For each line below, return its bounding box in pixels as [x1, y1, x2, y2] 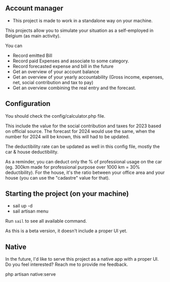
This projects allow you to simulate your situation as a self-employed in [5, 27, 154, 33]
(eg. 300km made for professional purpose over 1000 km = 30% [5, 164, 141, 170]
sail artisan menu [12, 208, 49, 215]
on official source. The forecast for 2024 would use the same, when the [5, 128, 156, 134]
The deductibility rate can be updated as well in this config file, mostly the [5, 143, 160, 149]
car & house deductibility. [5, 149, 59, 155]
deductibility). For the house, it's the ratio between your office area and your [5, 169, 165, 175]
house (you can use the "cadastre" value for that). [5, 174, 110, 181]
